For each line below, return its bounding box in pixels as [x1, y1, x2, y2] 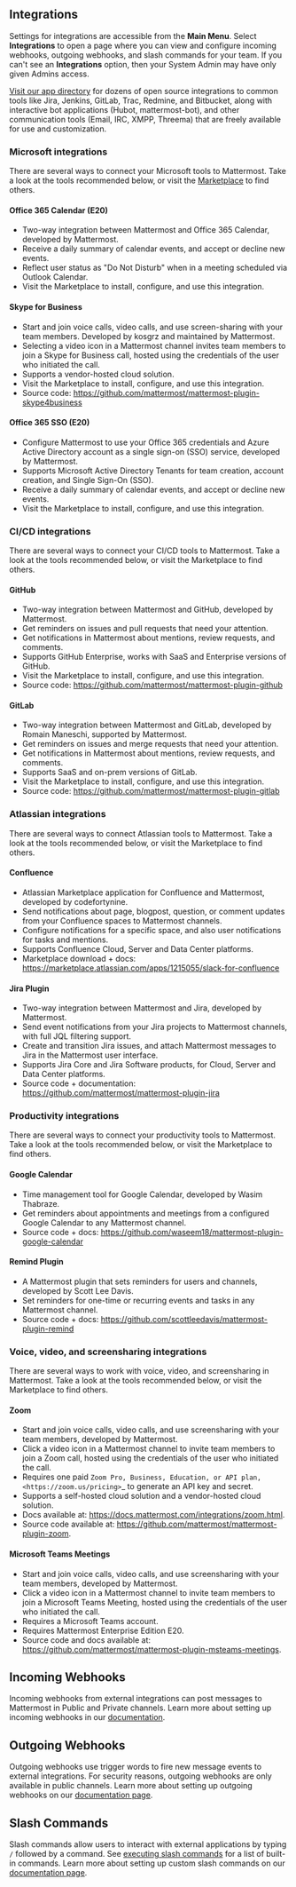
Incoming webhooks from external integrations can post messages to [9, 1693, 263, 1704]
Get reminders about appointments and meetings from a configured [21, 1208, 269, 1218]
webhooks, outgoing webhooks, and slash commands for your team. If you [9, 49, 283, 60]
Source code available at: [21, 1518, 115, 1530]
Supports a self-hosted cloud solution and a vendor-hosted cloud [21, 1491, 261, 1502]
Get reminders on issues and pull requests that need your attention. [21, 623, 269, 634]
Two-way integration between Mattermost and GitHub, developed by [21, 604, 274, 615]
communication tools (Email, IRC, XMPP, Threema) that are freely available [9, 114, 282, 124]
